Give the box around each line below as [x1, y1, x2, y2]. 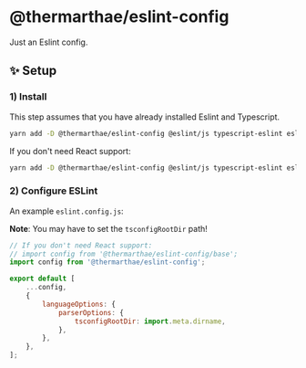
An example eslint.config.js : [9, 205, 125, 216]
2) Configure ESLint [9, 184, 98, 197]
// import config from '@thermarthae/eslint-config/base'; [9, 249, 239, 258]
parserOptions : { [57, 308, 125, 317]
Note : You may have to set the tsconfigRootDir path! [9, 223, 208, 234]
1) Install [9, 90, 47, 103]
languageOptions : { [42, 300, 117, 309]
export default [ [9, 274, 76, 284]
